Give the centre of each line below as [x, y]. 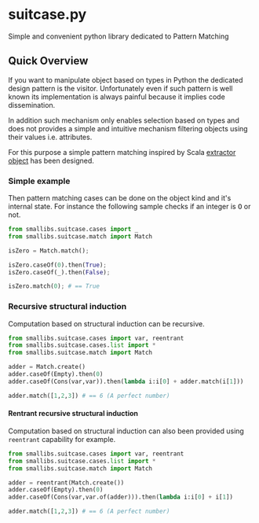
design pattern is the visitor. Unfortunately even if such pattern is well [120, 88]
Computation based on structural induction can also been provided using [126, 431]
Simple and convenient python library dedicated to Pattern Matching [119, 36]
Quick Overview [48, 61]
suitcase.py [47, 15]
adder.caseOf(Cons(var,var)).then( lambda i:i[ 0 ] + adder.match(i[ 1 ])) [126, 381]
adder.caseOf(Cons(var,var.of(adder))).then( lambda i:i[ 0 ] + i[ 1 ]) [121, 497]
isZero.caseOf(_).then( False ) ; [59, 272]
